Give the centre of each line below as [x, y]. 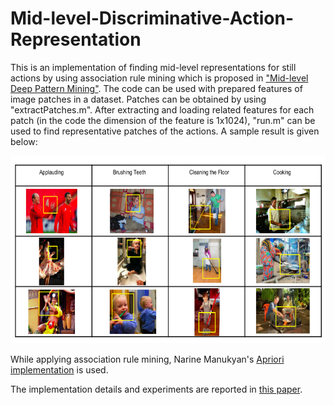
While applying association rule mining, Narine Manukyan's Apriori [147, 359]
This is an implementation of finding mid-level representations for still [153, 67]
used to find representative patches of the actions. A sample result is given [165, 131]
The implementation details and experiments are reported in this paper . [156, 389]
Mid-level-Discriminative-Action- [152, 18]
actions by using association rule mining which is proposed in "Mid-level [159, 78]
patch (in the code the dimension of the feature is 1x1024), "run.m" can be [163, 120]
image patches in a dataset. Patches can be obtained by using [138, 99]
